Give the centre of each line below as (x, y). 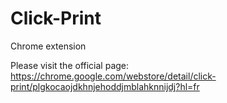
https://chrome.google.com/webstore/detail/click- (113, 76)
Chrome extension (48, 46)
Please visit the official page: (70, 65)
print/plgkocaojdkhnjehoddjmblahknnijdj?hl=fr (105, 86)
